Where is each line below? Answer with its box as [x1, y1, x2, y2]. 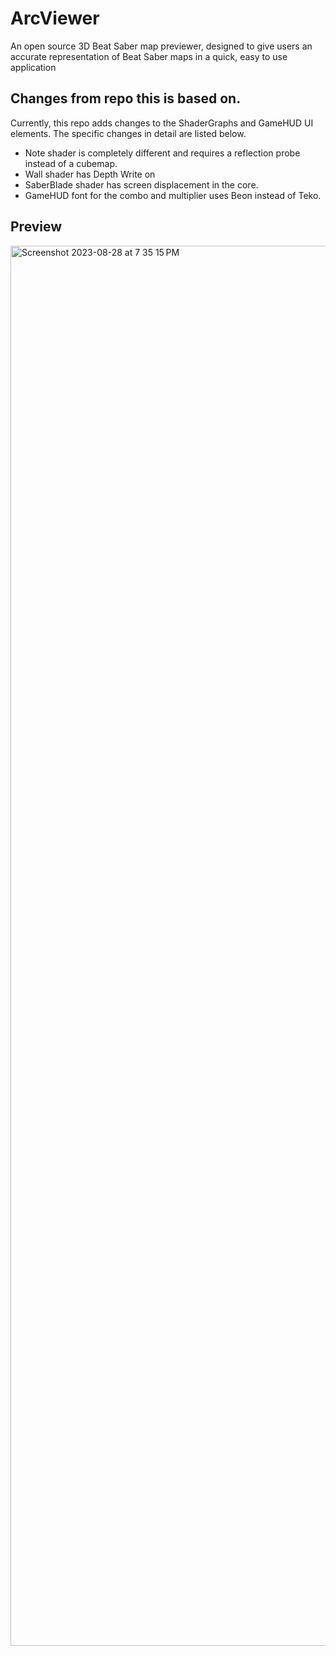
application [10, 61, 57, 73]
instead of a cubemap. [24, 157, 118, 169]
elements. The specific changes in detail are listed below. [10, 127, 247, 139]
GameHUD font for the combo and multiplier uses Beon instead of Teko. [24, 189, 322, 201]
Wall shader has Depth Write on [24, 168, 156, 180]
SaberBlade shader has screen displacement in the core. [24, 178, 259, 191]
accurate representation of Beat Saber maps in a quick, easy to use [10, 50, 288, 62]
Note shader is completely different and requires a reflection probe [24, 147, 301, 159]
